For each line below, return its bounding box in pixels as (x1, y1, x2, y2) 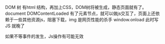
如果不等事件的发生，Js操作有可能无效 (5, 34, 84, 39)
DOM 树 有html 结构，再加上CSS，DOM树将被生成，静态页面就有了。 (5, 4, 147, 10)
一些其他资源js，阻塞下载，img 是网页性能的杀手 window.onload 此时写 (13, 17, 159, 22)
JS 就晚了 (5, 23, 25, 29)
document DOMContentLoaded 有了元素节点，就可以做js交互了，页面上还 (5, 10, 156, 16)
